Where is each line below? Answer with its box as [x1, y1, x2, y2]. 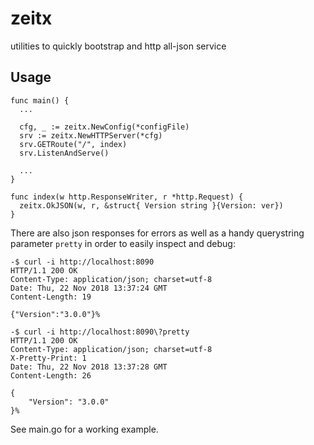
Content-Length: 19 [10, 292, 92, 302]
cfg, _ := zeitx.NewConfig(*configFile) [19, 122, 190, 132]
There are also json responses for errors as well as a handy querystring [10, 227, 305, 239]
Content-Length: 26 [10, 370, 92, 381]
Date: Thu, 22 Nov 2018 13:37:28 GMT [10, 362, 168, 372]
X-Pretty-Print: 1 [10, 353, 87, 363]
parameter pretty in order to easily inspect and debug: [10, 237, 236, 249]
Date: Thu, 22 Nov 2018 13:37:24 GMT [10, 283, 168, 293]
